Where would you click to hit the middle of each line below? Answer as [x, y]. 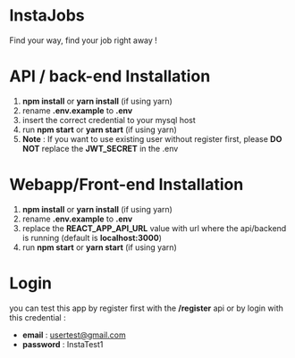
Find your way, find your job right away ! [84, 40]
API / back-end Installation [110, 76]
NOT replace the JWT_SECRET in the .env [100, 148]
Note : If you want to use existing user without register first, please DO [152, 138]
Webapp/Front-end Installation [126, 185]
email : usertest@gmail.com [74, 335]
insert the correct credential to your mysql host [109, 120]
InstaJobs [47, 16]
